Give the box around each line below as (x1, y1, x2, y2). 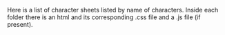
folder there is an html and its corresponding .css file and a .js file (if (7, 13, 201, 21)
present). (7, 21, 33, 28)
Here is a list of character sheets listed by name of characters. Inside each (7, 6, 219, 14)
